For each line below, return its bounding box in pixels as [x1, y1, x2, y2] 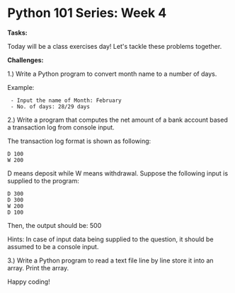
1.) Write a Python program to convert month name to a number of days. [7, 69, 217, 78]
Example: [7, 83, 35, 91]
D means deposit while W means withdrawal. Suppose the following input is [7, 168, 229, 178]
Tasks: [7, 28, 28, 37]
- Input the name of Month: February [10, 97, 122, 104]
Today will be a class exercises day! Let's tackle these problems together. [7, 42, 222, 50]
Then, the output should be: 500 [7, 221, 102, 229]
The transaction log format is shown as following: [7, 137, 151, 145]
